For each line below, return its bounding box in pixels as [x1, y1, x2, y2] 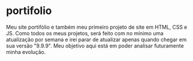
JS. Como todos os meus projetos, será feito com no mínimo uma [6, 29, 164, 36]
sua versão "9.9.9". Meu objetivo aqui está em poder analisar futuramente [6, 42, 184, 49]
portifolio [6, 4, 52, 18]
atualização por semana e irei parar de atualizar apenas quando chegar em [6, 36, 187, 43]
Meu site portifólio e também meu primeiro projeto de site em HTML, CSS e [6, 23, 188, 30]
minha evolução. [6, 48, 46, 55]
